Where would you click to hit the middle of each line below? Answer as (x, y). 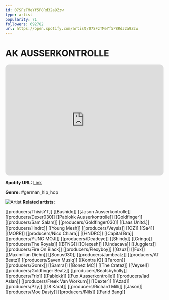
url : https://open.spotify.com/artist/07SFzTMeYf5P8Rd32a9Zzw (72, 29)
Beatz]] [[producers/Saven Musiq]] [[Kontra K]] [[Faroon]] (65, 260)
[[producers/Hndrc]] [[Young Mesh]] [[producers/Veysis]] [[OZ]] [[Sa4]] (80, 228)
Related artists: (39, 202)
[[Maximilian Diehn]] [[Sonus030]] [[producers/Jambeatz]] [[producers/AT (82, 255)
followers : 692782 (24, 24)
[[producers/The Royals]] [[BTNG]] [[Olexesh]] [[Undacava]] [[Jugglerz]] (81, 244)
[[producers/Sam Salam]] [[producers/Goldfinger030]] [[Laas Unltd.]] (77, 222)
